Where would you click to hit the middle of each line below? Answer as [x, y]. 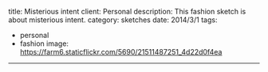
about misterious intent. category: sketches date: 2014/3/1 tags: [113, 20]
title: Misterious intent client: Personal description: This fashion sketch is [127, 11]
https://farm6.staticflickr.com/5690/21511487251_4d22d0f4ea [121, 52]
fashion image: [44, 44]
